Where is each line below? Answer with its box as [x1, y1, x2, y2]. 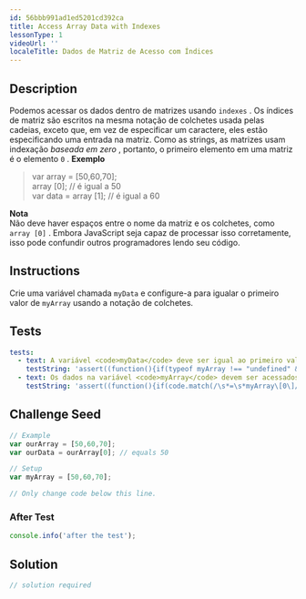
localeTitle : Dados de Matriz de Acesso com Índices [9, 47, 214, 56]
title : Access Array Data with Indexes [9, 22, 161, 31]
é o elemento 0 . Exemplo [9, 153, 106, 164]
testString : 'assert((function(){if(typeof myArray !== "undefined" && [25, 365, 303, 374]
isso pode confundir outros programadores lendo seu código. [9, 237, 240, 248]
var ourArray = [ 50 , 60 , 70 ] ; [9, 439, 117, 449]
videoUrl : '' [9, 38, 59, 48]
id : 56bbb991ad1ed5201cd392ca [9, 13, 125, 23]
